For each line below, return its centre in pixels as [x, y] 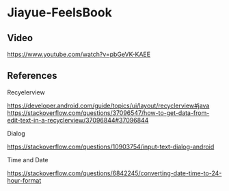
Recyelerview [26, 92]
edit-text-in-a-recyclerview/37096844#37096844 [78, 120]
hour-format [24, 180]
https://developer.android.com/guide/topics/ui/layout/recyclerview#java [108, 105]
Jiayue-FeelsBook [60, 13]
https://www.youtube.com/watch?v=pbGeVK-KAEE [79, 54]
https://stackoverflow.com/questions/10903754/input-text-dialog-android [111, 147]
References [32, 76]
